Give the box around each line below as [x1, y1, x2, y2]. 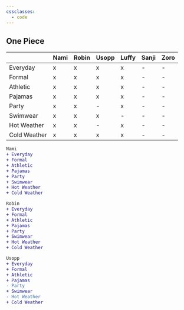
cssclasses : [6, 8, 35, 15]
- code [11, 14, 28, 20]
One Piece [6, 36, 45, 46]
